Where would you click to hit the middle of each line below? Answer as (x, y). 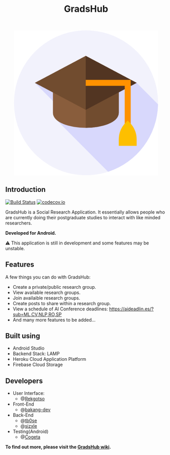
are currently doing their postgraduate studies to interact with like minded (83, 217)
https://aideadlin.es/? (132, 309)
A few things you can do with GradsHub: (48, 277)
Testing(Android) (30, 432)
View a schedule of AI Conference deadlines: (60, 309)
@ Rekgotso (33, 399)
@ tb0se (29, 421)
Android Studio (28, 348)
